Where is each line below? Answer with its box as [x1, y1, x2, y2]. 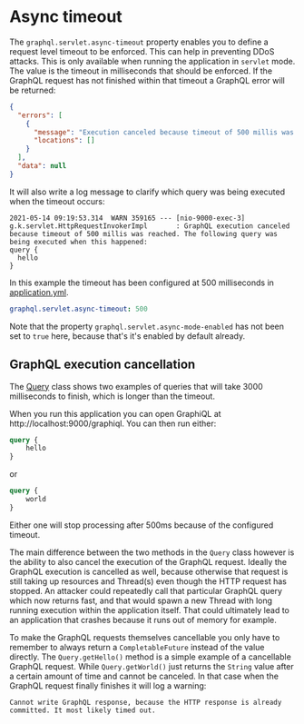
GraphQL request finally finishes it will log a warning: [9, 679, 207, 691]
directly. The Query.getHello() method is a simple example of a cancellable [9, 651, 292, 662]
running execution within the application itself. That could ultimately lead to [9, 604, 290, 615]
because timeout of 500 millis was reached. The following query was [9, 229, 279, 238]
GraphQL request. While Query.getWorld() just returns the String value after [9, 660, 295, 671]
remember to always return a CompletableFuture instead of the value [9, 641, 265, 652]
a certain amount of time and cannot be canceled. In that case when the [9, 670, 279, 681]
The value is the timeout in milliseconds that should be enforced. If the [9, 65, 273, 76]
